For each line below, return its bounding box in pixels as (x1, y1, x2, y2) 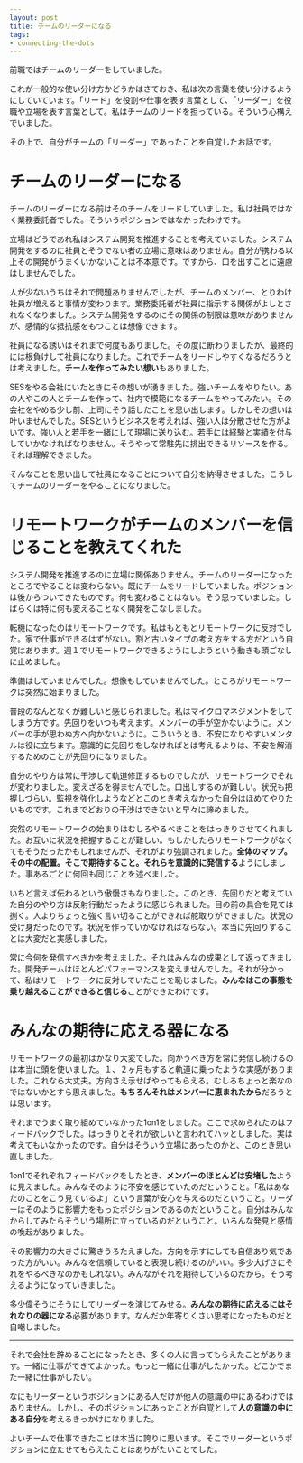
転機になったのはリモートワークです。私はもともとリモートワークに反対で (9, 623, 286, 633)
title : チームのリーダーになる (9, 22, 112, 31)
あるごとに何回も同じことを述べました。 (32, 868, 183, 879)
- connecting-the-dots (9, 38, 95, 48)
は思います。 (9, 1098, 57, 1109)
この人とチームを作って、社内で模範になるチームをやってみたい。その (32, 393, 293, 404)
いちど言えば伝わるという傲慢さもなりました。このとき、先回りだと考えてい (9, 887, 293, 899)
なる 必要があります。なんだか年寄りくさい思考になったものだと (56, 1310, 293, 1321)
